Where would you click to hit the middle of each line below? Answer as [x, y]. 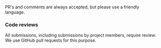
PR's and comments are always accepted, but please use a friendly [72, 7]
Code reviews [22, 25]
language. [15, 12]
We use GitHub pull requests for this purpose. [51, 40]
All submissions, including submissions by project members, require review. [80, 35]
